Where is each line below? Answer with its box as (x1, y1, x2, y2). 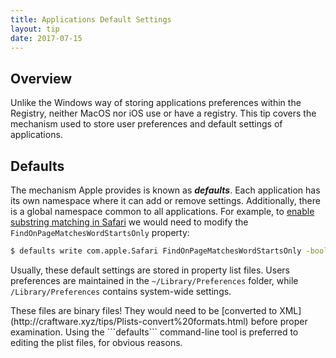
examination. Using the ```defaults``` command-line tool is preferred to (10, 326, 299, 338)
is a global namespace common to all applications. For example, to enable (10, 206, 315, 217)
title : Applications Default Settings (10, 14, 172, 25)
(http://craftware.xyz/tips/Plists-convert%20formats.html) (10, 315, 249, 327)
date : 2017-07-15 (10, 33, 83, 43)
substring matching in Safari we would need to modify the (10, 216, 249, 228)
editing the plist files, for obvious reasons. (10, 336, 183, 348)
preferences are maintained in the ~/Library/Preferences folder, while (10, 274, 299, 286)
